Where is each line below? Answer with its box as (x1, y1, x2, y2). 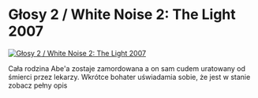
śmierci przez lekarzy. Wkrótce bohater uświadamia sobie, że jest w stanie (8, 72, 251, 81)
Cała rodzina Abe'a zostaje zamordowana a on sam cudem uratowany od (8, 63, 246, 73)
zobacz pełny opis (8, 81, 68, 90)
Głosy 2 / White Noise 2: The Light (8, 6, 237, 24)
